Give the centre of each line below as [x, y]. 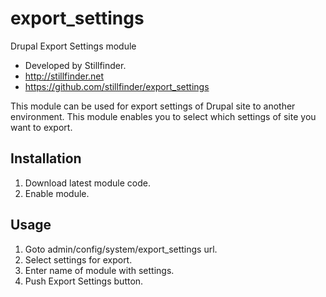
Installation [46, 158]
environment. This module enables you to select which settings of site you [163, 116]
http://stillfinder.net [64, 76]
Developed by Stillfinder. [75, 65]
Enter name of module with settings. [99, 270]
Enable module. [57, 193]
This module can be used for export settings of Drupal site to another [153, 106]
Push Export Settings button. [84, 281]
